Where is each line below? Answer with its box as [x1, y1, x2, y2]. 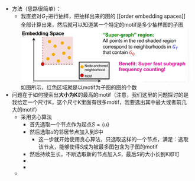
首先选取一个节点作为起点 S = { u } [29, 121, 110, 128]
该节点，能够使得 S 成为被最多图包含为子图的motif [38, 143, 158, 150]
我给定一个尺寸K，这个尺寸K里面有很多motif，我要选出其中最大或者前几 [11, 99, 187, 106]
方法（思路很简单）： [11, 5, 61, 12]
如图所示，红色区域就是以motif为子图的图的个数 [20, 84, 137, 91]
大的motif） [11, 106, 40, 113]
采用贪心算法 [20, 113, 52, 120]
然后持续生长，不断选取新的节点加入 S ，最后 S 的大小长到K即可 [29, 151, 180, 158]
